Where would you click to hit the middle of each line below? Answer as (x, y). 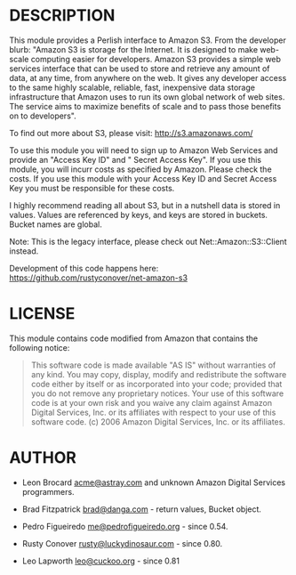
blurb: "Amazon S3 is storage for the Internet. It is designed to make (134, 49)
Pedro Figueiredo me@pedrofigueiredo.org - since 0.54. (125, 526)
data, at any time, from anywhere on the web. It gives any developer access (148, 77)
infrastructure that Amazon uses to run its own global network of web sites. (147, 97)
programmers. (48, 491)
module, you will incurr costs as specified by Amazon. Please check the (141, 169)
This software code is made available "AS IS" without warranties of (153, 365)
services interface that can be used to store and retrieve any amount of (140, 69)
